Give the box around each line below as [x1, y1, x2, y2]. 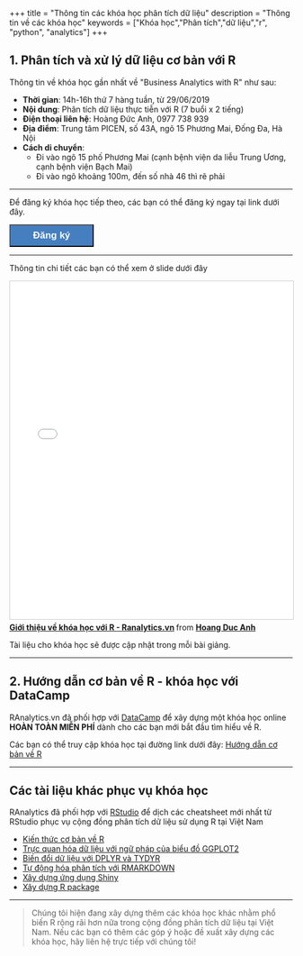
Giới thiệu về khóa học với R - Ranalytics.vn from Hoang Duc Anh [9, 622, 256, 633]
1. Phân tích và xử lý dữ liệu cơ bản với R [9, 53, 236, 68]
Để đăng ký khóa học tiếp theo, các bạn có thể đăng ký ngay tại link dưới [9, 196, 281, 207]
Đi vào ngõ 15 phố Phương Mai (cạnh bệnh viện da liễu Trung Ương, [35, 151, 286, 162]
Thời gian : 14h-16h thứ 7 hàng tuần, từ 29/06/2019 [22, 94, 210, 105]
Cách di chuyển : [22, 141, 85, 152]
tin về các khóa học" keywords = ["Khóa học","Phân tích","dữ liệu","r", [9, 17, 268, 28]
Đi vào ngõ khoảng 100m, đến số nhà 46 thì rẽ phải [35, 170, 226, 181]
